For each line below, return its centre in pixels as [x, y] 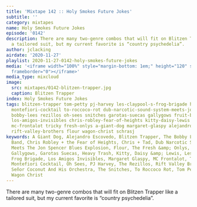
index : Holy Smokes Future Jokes [47, 99]
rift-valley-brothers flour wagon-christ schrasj [73, 132]
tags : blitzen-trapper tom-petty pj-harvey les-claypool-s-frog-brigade [97, 104]
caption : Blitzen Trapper [43, 93]
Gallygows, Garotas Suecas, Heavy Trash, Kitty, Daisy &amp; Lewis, [97, 153]
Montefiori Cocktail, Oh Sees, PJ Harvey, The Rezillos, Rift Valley [98, 164]
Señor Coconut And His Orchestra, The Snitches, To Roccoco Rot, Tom [98, 170]
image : [14, 83]
